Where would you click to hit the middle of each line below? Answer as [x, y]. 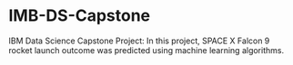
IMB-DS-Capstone [80, 16]
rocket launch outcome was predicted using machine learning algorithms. [146, 50]
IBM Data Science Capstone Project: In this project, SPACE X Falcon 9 [139, 41]
